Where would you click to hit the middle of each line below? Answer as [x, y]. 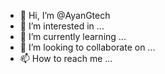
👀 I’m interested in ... [62, 26]
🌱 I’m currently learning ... [73, 36]
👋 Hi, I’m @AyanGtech [65, 15]
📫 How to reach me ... [66, 58]
